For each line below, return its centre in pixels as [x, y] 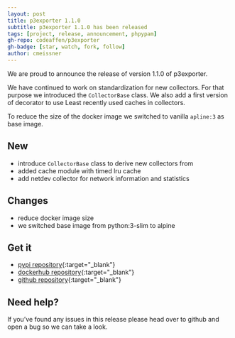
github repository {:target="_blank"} [70, 280]
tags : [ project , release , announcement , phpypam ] [82, 34]
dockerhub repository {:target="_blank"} [76, 272]
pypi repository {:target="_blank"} [66, 265]
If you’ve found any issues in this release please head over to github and [113, 320]
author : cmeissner [34, 54]
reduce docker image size [56, 218]
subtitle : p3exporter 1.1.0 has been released [77, 27]
